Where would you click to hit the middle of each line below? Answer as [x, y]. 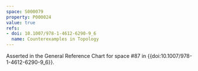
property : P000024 [29, 17]
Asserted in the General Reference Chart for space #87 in [76, 56]
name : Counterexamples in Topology [55, 39]
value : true [21, 22]
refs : [13, 28]
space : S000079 [25, 12]
